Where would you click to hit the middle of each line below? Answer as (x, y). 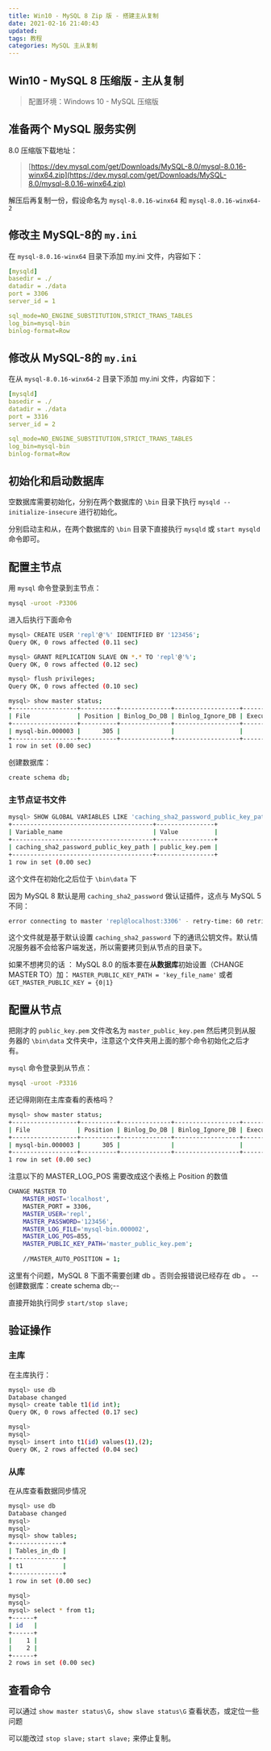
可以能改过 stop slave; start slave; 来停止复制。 (92, 1738)
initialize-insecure (43, 513)
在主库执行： (29, 1374)
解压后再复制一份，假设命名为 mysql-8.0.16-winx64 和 (98, 200)
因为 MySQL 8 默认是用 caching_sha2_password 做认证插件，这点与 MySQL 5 (135, 895)
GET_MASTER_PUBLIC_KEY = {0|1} (61, 983)
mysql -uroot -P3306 (43, 603)
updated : (23, 31)
